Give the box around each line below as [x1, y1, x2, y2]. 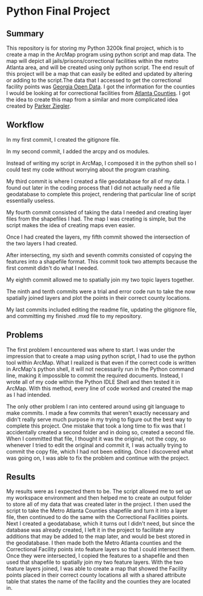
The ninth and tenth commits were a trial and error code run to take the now [6, 288, 196, 295]
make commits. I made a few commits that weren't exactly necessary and [6, 409, 190, 416]
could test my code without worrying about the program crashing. [6, 165, 171, 173]
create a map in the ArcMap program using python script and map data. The [6, 51, 196, 58]
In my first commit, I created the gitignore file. [6, 136, 120, 143]
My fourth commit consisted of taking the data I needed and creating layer [6, 208, 192, 216]
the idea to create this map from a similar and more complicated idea [6, 96, 178, 103]
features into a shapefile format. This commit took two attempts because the [6, 257, 198, 265]
